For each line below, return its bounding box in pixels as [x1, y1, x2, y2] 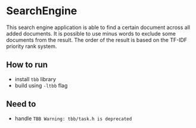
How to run [6, 60, 48, 70]
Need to [6, 99, 36, 109]
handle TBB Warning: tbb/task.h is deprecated [14, 114, 132, 122]
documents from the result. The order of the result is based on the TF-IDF [6, 36, 188, 43]
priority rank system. [6, 43, 57, 50]
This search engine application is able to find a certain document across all [6, 24, 191, 31]
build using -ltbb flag [14, 82, 68, 89]
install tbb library [14, 75, 57, 82]
